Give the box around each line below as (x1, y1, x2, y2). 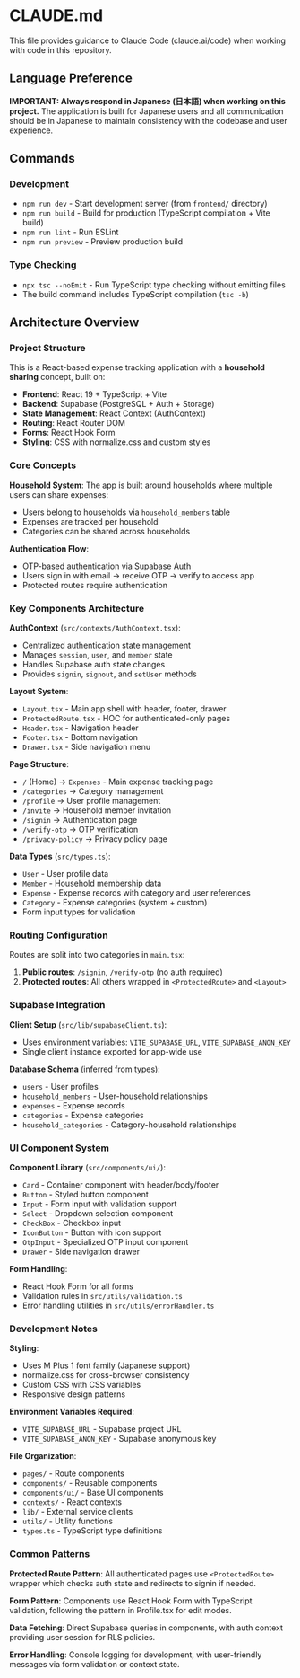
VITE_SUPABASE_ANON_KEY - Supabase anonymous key (21, 1434, 217, 1444)
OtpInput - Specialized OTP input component (21, 1236, 189, 1247)
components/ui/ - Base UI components (21, 1488, 164, 1498)
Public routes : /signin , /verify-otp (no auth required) (21, 967, 224, 977)
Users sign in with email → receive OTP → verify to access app (21, 570, 255, 580)
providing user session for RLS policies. (9, 1631, 156, 1642)
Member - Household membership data (21, 878, 162, 889)
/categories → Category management (21, 786, 164, 797)
